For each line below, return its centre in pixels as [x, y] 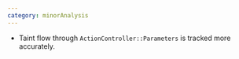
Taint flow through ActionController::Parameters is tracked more [125, 38]
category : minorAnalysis [48, 15]
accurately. [37, 46]
